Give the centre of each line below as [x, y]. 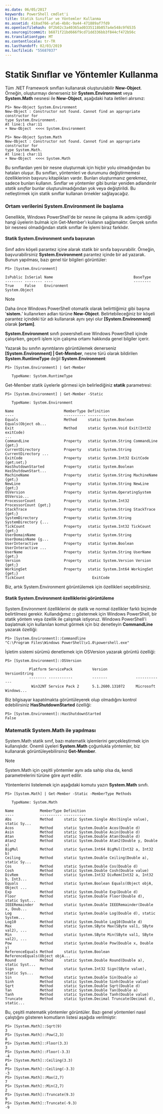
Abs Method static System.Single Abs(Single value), [77, 820]
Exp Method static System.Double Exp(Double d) [72, 892]
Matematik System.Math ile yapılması [50, 730]
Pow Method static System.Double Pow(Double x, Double [79, 943]
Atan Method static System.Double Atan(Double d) [72, 837]
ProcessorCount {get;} [28, 505]
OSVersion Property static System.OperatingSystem [78, 492]
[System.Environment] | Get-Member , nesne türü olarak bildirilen [71, 353]
